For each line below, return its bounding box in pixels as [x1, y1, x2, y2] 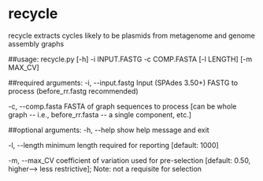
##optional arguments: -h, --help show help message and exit [8, 125, 210, 135]
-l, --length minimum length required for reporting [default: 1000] [8, 140, 219, 150]
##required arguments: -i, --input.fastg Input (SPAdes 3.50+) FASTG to [8, 78, 239, 87]
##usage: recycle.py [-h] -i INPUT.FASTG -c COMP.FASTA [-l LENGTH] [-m [8, 54, 253, 64]
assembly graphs [8, 39, 65, 48]
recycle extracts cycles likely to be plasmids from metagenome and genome [8, 31, 256, 40]
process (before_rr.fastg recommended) [8, 86, 139, 95]
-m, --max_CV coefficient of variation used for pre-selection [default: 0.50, [8, 155, 251, 165]
